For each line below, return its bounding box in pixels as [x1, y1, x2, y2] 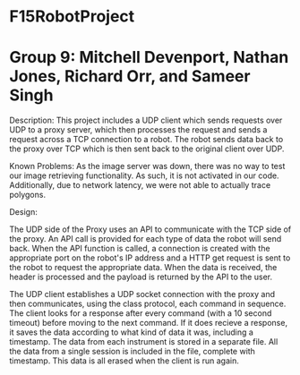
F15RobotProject [9, 6, 135, 27]
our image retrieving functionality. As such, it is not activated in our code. [9, 170, 279, 181]
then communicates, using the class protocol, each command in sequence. [9, 298, 287, 310]
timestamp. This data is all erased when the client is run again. [9, 355, 239, 366]
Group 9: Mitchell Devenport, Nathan [9, 47, 289, 68]
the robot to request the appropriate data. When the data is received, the [9, 262, 278, 273]
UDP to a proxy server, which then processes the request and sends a [9, 124, 268, 135]
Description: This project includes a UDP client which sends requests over [9, 115, 283, 126]
